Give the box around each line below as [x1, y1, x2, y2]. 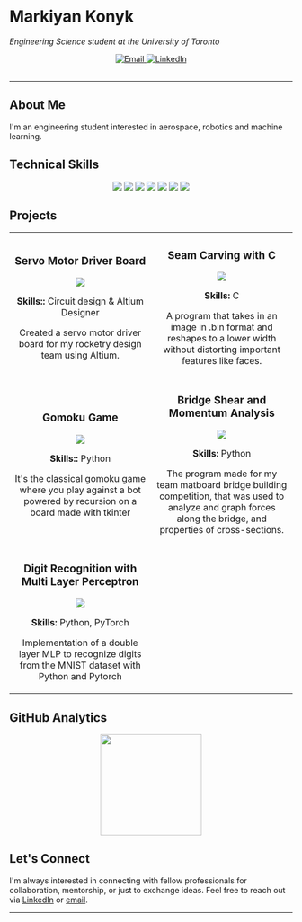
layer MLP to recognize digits [18, 648, 142, 660]
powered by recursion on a [23, 494, 138, 507]
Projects [9, 208, 58, 223]
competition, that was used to [159, 490, 285, 502]
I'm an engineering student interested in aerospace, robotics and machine [9, 121, 283, 132]
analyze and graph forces [167, 501, 276, 514]
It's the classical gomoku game [14, 472, 147, 484]
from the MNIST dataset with [19, 659, 141, 671]
